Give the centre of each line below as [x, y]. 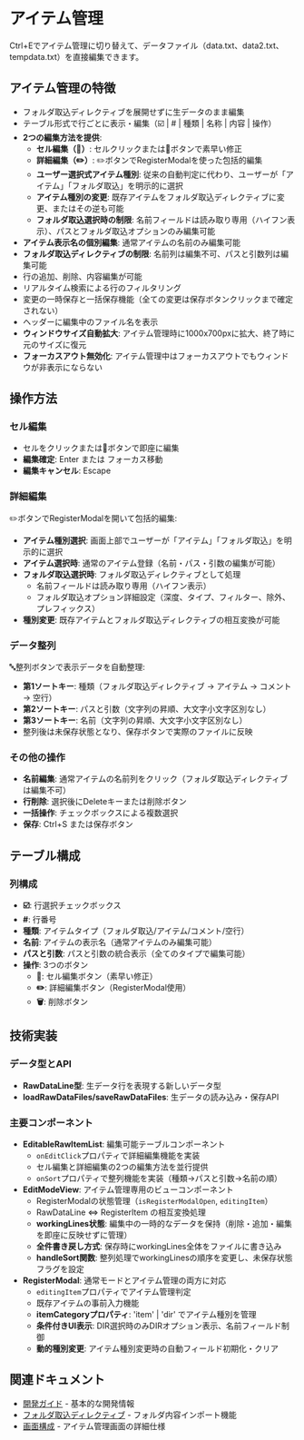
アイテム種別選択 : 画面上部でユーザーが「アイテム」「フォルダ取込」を [153, 540]
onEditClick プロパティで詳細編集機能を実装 [118, 1155]
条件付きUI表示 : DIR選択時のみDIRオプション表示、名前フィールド [159, 1326]
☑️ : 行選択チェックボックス [72, 905]
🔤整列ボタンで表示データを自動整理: [77, 667]
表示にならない [74, 367]
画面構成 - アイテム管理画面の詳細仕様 [94, 1425]
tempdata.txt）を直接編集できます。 [77, 56]
